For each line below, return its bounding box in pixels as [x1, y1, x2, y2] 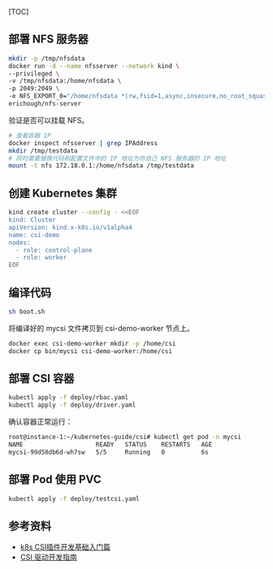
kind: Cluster [8, 216, 57, 224]
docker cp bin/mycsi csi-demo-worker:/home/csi [8, 347, 173, 356]
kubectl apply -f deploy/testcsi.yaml [8, 494, 140, 502]
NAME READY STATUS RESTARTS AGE [8, 441, 213, 449]
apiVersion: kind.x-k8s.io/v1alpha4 [8, 223, 132, 231]
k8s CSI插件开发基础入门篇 [19, 542, 111, 552]
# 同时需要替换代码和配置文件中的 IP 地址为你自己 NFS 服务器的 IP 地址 [8, 154, 227, 162]
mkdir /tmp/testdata [8, 146, 79, 155]
